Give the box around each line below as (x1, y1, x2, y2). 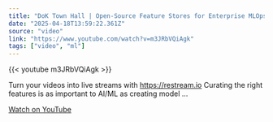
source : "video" (8, 27, 63, 35)
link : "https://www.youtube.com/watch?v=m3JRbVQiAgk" (8, 34, 195, 43)
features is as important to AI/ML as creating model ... (8, 89, 188, 98)
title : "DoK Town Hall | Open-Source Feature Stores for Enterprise (8, 11, 245, 20)
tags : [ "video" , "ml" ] (8, 42, 85, 50)
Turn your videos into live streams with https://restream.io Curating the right (8, 81, 263, 90)
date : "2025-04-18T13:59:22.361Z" (8, 20, 126, 28)
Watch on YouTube (8, 105, 71, 115)
